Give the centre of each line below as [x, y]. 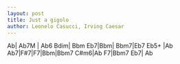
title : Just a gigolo [38, 20]
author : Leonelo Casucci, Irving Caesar [66, 26]
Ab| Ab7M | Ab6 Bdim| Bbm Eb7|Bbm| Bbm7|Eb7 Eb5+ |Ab [90, 46]
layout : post [26, 13]
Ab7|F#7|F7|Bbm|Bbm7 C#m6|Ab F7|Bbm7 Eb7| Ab [80, 53]
